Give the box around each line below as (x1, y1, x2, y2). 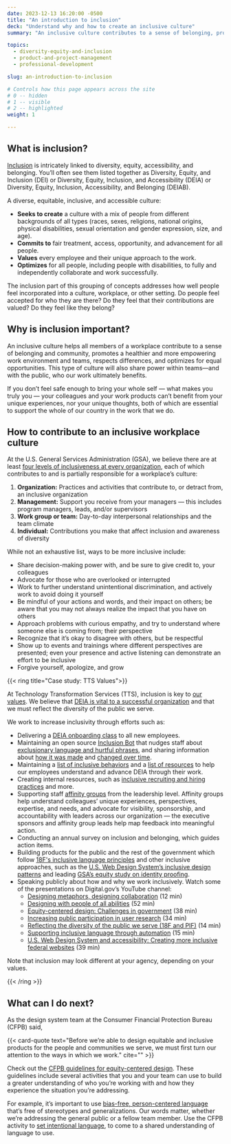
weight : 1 (7, 112, 36, 118)
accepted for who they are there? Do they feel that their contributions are (7, 296, 214, 304)
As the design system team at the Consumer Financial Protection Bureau (7, 1016, 213, 1024)
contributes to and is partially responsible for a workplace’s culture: (7, 469, 198, 478)
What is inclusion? (7, 142, 88, 155)
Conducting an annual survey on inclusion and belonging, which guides (16, 834, 220, 842)
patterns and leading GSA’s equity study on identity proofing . (16, 870, 190, 878)
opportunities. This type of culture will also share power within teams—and (7, 363, 220, 372)
